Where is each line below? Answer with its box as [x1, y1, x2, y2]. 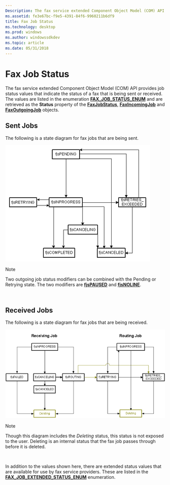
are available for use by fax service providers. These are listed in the [5, 468, 149, 475]
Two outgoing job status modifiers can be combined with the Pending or [5, 276, 156, 282]
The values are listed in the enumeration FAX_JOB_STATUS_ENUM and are [5, 96, 163, 102]
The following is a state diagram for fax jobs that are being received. [5, 319, 148, 325]
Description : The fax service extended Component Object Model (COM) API [5, 8, 165, 13]
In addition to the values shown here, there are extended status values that [5, 463, 161, 469]
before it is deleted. [5, 443, 46, 449]
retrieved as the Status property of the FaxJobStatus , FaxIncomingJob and [5, 101, 165, 107]
